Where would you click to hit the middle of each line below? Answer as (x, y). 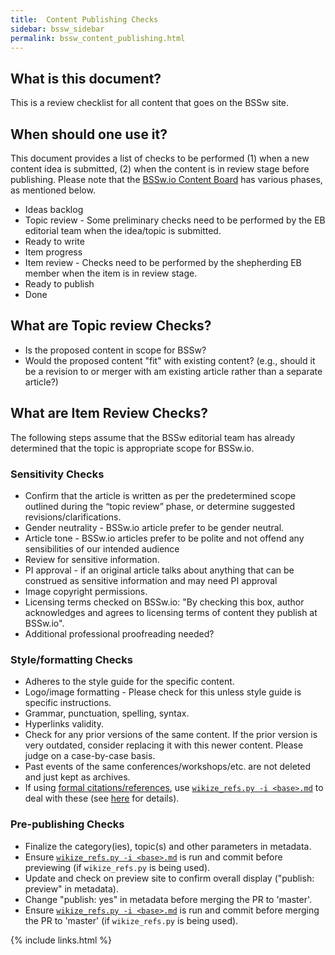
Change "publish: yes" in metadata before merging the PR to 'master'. (168, 899)
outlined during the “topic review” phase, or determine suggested (159, 506)
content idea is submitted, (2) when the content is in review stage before (160, 169)
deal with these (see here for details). (102, 798)
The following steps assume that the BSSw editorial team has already (153, 437)
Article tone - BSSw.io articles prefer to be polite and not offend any (164, 538)
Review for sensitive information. (92, 559)
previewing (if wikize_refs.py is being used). (117, 867)
